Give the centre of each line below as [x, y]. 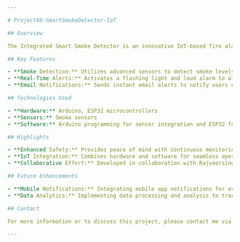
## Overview [25, 33]
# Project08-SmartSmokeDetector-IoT [62, 20]
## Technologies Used [40, 98]
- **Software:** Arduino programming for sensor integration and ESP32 [116, 124]
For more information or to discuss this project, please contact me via [120, 221]
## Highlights [29, 137]
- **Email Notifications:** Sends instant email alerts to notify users [118, 85]
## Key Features [31, 59]
